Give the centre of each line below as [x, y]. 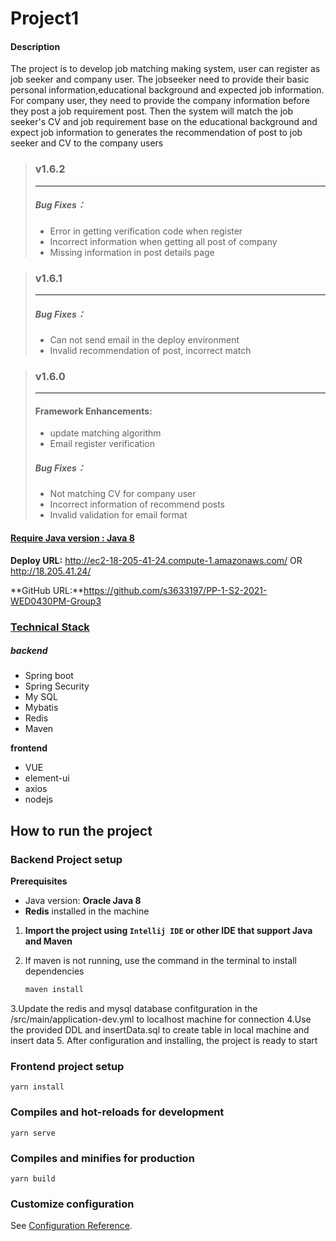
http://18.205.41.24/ [51, 571]
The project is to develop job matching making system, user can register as [165, 69]
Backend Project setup [66, 859]
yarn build [33, 1178]
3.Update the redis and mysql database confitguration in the [134, 1009]
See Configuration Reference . [71, 1226]
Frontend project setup [67, 1066]
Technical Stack [50, 627]
